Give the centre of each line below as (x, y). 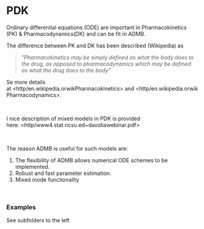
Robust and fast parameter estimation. (63, 173)
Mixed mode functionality (47, 179)
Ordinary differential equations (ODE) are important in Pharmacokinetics (97, 27)
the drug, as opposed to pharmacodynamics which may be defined (106, 64)
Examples (21, 207)
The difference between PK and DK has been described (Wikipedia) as (95, 46)
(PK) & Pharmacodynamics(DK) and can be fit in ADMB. (76, 33)
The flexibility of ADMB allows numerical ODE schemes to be (92, 160)
